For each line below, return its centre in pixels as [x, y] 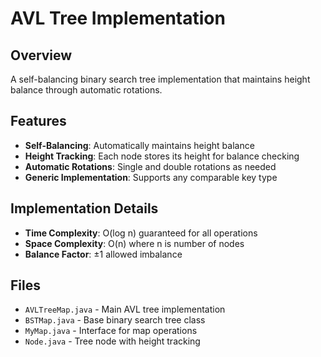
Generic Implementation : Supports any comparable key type [151, 177]
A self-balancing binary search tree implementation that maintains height [160, 79]
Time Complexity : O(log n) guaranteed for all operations [141, 233]
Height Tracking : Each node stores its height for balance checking [162, 156]
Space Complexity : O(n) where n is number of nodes [134, 243]
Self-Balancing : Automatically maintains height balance [139, 145]
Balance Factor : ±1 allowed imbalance [103, 254]
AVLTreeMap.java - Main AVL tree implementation [125, 309]
